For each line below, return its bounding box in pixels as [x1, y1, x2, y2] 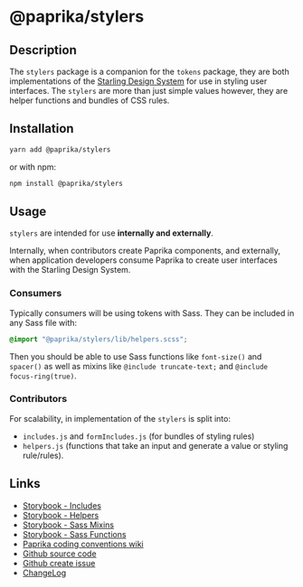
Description [9, 42, 77, 58]
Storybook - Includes [22, 499, 102, 511]
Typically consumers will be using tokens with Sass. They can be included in [9, 307, 295, 318]
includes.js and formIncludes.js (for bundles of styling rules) [22, 431, 255, 442]
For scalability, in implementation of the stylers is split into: [9, 413, 231, 424]
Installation [9, 121, 74, 136]
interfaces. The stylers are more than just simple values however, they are [9, 86, 289, 96]
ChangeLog [22, 567, 67, 578]
